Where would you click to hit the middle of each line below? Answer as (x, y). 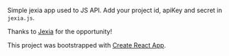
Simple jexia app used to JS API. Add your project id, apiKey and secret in (115, 10)
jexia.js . (21, 18)
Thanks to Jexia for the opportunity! (60, 32)
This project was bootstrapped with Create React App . (87, 45)
